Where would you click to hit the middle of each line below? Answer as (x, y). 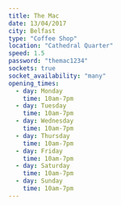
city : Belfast (32, 31)
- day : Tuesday (41, 106)
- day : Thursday (43, 136)
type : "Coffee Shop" (43, 38)
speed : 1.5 (27, 53)
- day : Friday (39, 151)
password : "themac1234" (48, 61)
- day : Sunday (39, 181)
